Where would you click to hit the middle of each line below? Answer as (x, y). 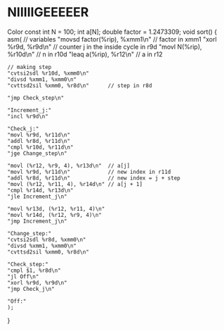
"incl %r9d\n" (28, 116)
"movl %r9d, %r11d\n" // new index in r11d (89, 172)
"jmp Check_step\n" (36, 98)
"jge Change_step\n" (38, 153)
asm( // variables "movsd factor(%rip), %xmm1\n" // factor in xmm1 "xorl (112, 39)
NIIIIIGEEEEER (48, 12)
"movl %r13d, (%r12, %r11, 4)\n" (56, 208)
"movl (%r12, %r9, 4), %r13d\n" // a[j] (69, 165)
